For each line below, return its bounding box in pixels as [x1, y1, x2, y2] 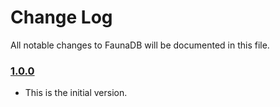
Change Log [10, 6, 113, 29]
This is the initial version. [24, 87, 128, 99]
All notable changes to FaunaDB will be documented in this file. [10, 39, 270, 51]
